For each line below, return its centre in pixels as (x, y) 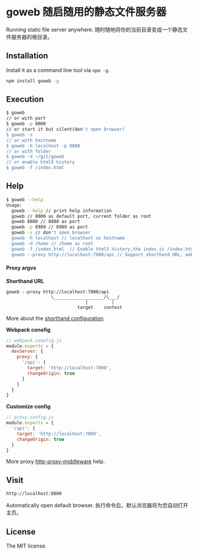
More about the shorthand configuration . (55, 318)
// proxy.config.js (30, 417)
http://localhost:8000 (34, 494)
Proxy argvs (21, 268)
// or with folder (29, 151)
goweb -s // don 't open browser (51, 233)
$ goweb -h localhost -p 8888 (43, 146)
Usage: (14, 205)
